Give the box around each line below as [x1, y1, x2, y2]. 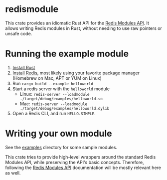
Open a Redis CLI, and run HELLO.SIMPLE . [12, 110, 96, 116]
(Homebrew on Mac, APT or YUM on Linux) [12, 75, 102, 81]
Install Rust [12, 64, 35, 70]
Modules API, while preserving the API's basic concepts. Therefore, [5, 159, 144, 165]
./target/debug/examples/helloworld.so [19, 96, 103, 101]
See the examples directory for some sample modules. [5, 144, 118, 150]
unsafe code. [5, 30, 32, 36]
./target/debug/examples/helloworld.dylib [19, 106, 110, 111]
